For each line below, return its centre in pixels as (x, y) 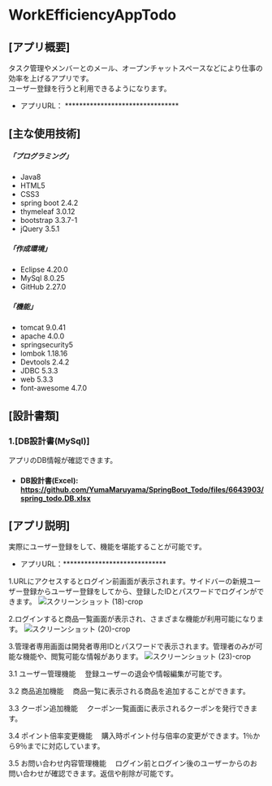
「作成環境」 (30, 248)
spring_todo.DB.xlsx (55, 498)
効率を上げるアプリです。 (51, 78)
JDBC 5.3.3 (39, 371)
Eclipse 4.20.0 (44, 269)
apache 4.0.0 (42, 336)
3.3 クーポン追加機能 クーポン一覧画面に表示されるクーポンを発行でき (130, 709)
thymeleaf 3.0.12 (47, 212)
